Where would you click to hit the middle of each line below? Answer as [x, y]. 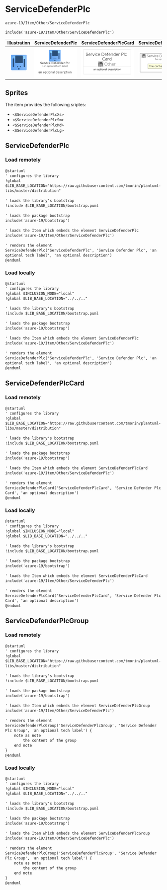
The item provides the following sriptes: [46, 105]
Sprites [17, 93]
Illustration [19, 43]
